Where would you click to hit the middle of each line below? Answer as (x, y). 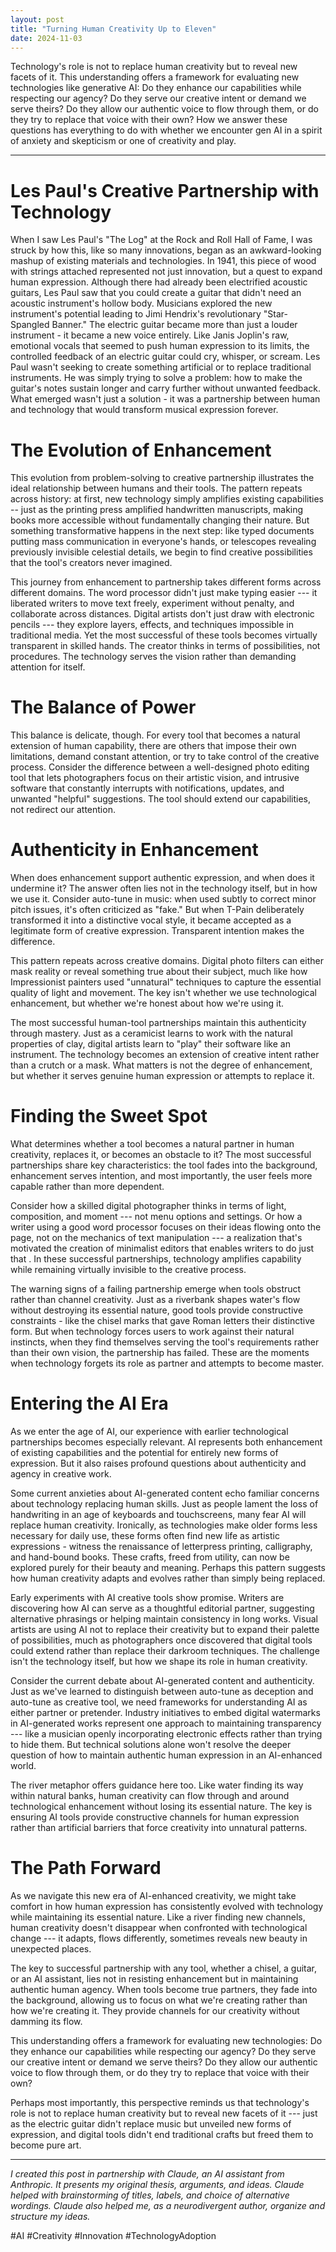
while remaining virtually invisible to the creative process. (128, 1270)
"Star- (275, 314)
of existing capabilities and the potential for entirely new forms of (144, 1452)
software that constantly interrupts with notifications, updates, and (147, 788)
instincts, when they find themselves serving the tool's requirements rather (165, 1342)
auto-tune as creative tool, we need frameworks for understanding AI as (159, 1702)
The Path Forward (86, 1868)
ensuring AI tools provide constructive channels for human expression (155, 1817)
